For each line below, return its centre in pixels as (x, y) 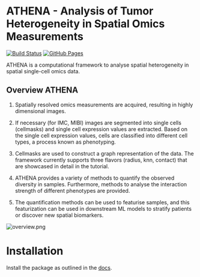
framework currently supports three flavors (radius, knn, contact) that (101, 160)
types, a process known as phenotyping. (65, 142)
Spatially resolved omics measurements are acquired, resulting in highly (104, 105)
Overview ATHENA (42, 90)
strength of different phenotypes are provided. (72, 190)
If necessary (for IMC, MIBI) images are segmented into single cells (98, 123)
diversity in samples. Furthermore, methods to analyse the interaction (101, 184)
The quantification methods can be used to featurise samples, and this (102, 202)
